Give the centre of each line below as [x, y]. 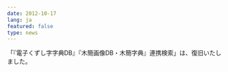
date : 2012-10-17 [32, 13]
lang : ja [20, 20]
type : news [23, 33]
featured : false [30, 26]
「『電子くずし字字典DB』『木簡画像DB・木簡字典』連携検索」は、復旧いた [111, 53]
